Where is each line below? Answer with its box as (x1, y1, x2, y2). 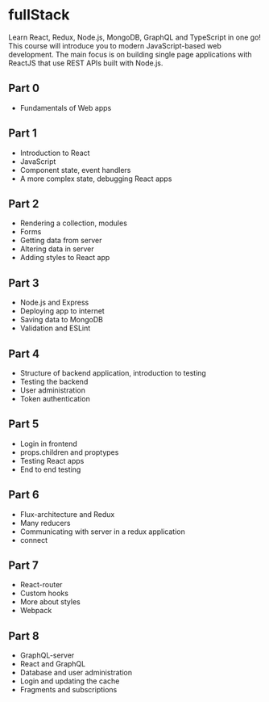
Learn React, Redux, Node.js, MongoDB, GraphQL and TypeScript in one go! (8, 32, 262, 42)
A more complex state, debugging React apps (19, 174, 172, 183)
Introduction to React (19, 148, 90, 158)
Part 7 (8, 559, 39, 573)
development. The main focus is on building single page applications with (8, 49, 252, 59)
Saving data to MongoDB (19, 315, 103, 325)
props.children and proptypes (19, 447, 119, 457)
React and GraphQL (19, 659, 86, 669)
